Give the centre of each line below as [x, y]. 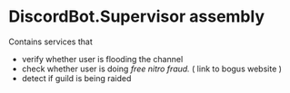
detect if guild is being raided [76, 78]
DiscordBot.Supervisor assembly [137, 17]
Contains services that [50, 42]
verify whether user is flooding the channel [102, 59]
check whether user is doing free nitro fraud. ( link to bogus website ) [152, 69]
